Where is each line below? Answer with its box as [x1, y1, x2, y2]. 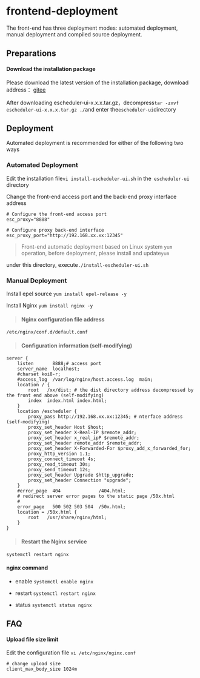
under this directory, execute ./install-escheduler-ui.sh [6, 261, 149, 268]
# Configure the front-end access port [6, 211, 107, 217]
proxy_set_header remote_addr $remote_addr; [28, 440, 142, 446]
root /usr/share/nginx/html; [28, 514, 107, 521]
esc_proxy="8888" [6, 216, 50, 223]
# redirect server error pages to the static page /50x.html [17, 493, 175, 500]
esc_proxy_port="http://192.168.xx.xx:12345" [6, 232, 123, 238]
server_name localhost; [17, 366, 80, 372]
